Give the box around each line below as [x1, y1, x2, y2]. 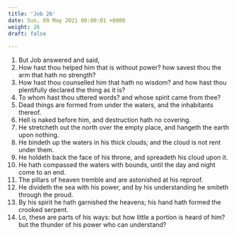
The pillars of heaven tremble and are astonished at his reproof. [18, 175, 203, 184]
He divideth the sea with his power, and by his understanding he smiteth [18, 183, 229, 192]
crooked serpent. [18, 206, 69, 214]
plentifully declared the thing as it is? [18, 86, 126, 94]
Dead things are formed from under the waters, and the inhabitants [18, 101, 214, 109]
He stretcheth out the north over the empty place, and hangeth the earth [18, 123, 229, 132]
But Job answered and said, [18, 56, 100, 64]
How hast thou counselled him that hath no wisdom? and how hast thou [18, 78, 227, 87]
